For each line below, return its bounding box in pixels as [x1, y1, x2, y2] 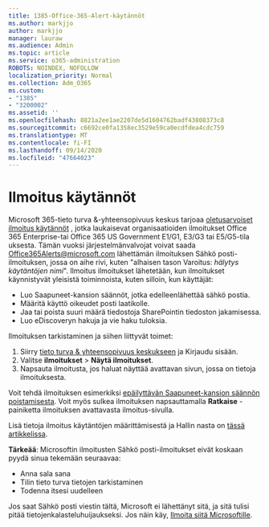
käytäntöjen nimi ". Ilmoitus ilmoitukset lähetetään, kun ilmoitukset [8, 266, 225, 276]
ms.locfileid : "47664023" [8, 153, 95, 161]
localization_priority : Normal [8, 71, 113, 80]
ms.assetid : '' [8, 109, 59, 117]
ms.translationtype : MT [8, 131, 88, 139]
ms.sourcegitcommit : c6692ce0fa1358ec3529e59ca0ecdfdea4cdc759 [8, 124, 225, 132]
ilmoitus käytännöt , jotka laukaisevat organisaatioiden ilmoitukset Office [8, 223, 247, 233]
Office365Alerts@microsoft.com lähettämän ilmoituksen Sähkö [8, 249, 217, 259]
